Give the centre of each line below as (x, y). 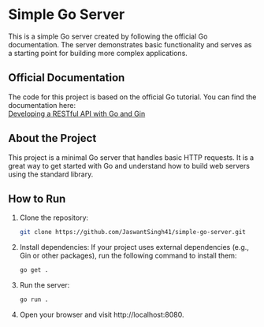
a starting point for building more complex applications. (98, 53)
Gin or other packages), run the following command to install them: (128, 256)
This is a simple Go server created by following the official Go (108, 36)
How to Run (37, 199)
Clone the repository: (54, 217)
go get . (34, 270)
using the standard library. (51, 174)
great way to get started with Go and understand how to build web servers (129, 165)
